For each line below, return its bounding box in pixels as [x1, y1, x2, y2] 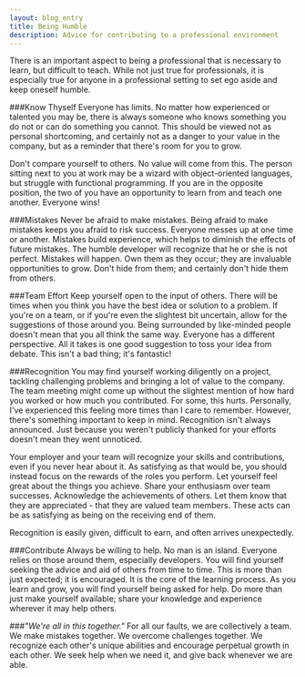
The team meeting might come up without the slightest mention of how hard [9, 385, 294, 396]
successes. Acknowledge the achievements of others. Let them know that [9, 490, 287, 501]
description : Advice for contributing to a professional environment [9, 30, 280, 39]
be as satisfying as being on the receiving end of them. [9, 509, 216, 520]
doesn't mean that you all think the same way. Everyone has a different [9, 329, 276, 340]
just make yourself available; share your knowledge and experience [9, 593, 262, 604]
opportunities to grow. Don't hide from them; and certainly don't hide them [9, 263, 289, 274]
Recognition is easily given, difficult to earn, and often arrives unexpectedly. [9, 528, 294, 539]
